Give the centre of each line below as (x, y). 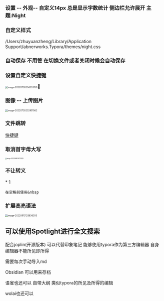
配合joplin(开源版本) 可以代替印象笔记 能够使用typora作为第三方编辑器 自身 (82, 244)
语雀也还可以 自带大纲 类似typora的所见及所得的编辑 (59, 282)
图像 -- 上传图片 (24, 100)
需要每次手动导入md (26, 261)
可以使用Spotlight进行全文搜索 (53, 232)
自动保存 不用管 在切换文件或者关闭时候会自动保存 (65, 61)
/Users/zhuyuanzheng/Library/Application (48, 42)
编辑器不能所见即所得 (27, 251)
